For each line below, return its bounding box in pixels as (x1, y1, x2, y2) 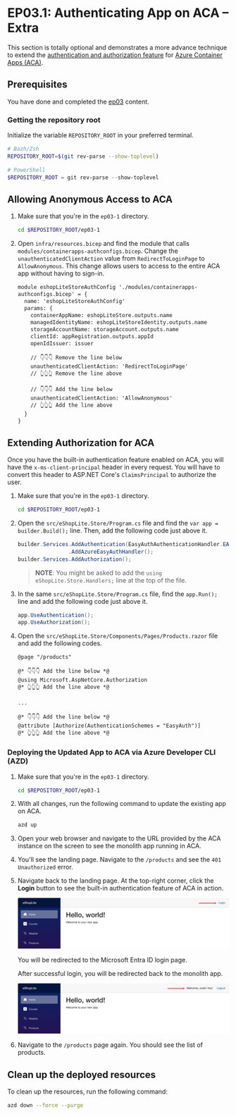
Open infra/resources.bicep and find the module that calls (17, 240, 190, 248)
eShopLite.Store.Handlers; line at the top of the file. (35, 576, 187, 584)
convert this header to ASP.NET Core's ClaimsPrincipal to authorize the (7, 471, 217, 479)
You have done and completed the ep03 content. (7, 97, 149, 106)
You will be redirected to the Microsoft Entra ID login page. (17, 955, 188, 964)
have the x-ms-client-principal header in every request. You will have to (7, 463, 221, 471)
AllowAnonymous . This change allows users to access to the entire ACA (17, 262, 221, 271)
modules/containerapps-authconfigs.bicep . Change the (17, 247, 178, 255)
